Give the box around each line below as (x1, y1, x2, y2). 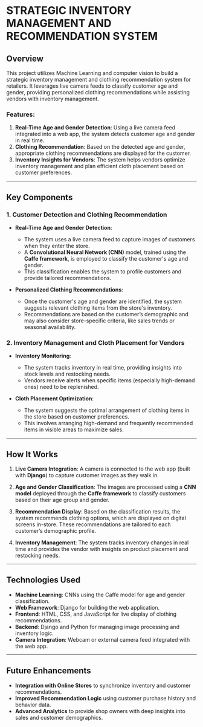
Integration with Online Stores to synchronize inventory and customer (14, 682, 192, 689)
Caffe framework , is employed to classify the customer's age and (24, 255, 188, 262)
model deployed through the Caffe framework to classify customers (14, 490, 186, 497)
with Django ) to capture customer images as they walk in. (14, 472, 159, 479)
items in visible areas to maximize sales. (24, 426, 124, 433)
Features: (6, 110, 35, 119)
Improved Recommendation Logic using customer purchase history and (14, 694, 196, 702)
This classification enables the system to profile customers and (24, 267, 182, 275)
